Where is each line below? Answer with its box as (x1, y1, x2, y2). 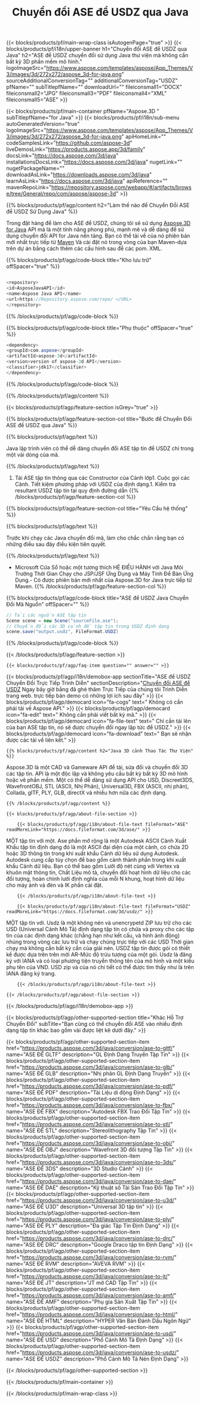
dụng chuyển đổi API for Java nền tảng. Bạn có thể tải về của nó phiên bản (6, 232, 190, 239)
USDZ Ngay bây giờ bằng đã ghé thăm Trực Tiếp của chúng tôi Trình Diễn (6, 686, 188, 693)
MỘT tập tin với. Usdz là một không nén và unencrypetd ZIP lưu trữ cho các (6, 919, 192, 927)
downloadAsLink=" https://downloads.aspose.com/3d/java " (6, 171, 152, 178)
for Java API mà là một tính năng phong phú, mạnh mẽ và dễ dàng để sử (6, 226, 184, 233)
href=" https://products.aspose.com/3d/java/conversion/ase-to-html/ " (6, 1311, 178, 1318)
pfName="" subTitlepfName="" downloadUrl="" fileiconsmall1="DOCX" (6, 84, 182, 91)
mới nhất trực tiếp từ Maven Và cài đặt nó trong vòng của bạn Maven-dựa (6, 239, 187, 246)
